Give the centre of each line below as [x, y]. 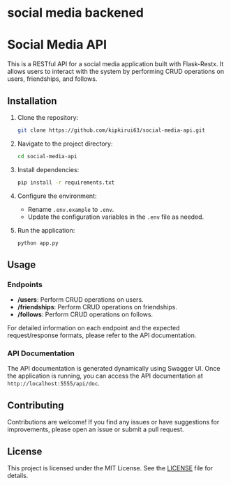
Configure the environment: [57, 196]
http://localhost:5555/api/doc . [53, 383]
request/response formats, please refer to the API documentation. [102, 335]
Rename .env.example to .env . [71, 209]
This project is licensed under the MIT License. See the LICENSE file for [110, 468]
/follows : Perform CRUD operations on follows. [85, 314]
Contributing [36, 405]
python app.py [38, 243]
